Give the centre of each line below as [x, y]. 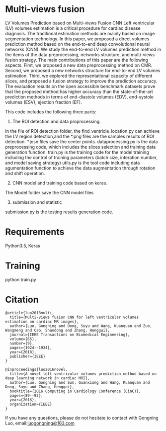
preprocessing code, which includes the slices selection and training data [81, 147]
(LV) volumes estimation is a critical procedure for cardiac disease [73, 28]
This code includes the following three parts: [51, 112]
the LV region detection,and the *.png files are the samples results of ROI [80, 136]
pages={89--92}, [26, 395]
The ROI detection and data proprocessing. [56, 121]
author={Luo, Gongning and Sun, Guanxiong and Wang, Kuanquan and [80, 382]
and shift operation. [25, 173]
